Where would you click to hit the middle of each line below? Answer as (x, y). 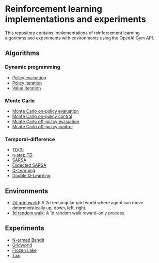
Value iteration (26, 88)
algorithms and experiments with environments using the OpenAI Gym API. (79, 38)
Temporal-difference (30, 139)
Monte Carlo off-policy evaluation (46, 121)
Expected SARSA (29, 165)
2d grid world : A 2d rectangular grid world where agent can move (78, 203)
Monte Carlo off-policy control (42, 126)
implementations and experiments (76, 19)
